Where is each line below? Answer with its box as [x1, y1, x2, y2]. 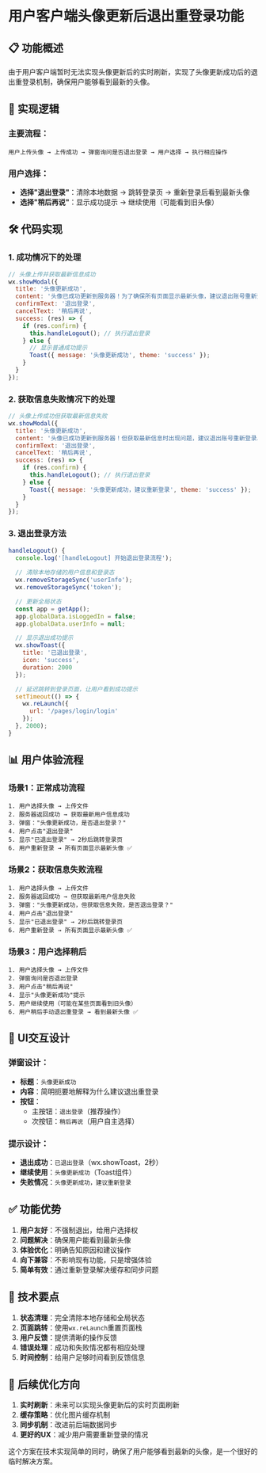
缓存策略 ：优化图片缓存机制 [19, 1410, 111, 1420]
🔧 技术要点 [8, 1290, 59, 1304]
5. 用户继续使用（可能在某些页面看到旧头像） [8, 999, 137, 1008]
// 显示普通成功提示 [28, 344, 88, 352]
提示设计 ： [8, 1138, 49, 1149]
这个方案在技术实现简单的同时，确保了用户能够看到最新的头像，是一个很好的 [8, 1447, 258, 1456]
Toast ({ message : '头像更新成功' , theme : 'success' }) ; [28, 352, 211, 360]
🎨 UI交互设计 [8, 1031, 70, 1045]
